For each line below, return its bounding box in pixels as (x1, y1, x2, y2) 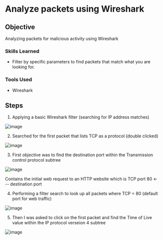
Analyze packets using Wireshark (5, 3, 145, 15)
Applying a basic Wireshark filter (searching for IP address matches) (12, 114, 149, 120)
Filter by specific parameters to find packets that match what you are (12, 59, 151, 65)
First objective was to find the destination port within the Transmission (12, 152, 153, 158)
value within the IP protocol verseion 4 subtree (12, 220, 106, 226)
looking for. (12, 64, 35, 70)
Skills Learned (5, 48, 40, 55)
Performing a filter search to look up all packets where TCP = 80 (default (12, 191, 158, 197)
